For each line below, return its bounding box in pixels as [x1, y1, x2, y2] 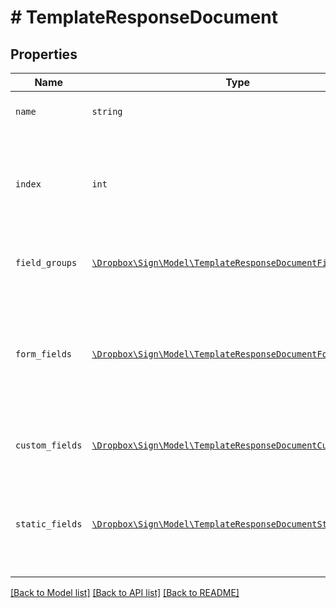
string [91, 106, 123, 117]
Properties [10, 46, 78, 63]
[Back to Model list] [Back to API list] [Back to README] [10, 587, 240, 598]
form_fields [15, 349, 73, 360]
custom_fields [15, 440, 83, 451]
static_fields [15, 519, 83, 530]
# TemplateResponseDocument [10, 6, 278, 29]
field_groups [15, 257, 78, 268]
